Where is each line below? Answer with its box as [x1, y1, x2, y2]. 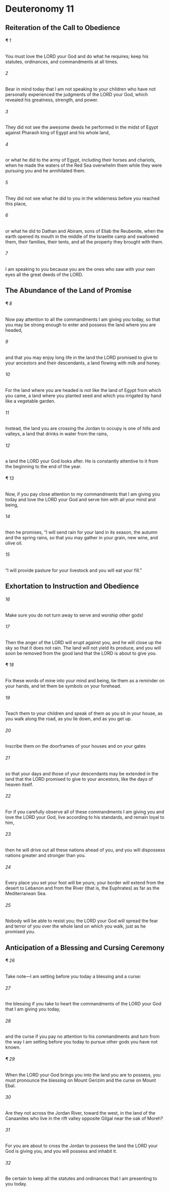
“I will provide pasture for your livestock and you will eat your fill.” [5, 567, 142, 573]
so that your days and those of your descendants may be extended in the [5, 771, 159, 777]
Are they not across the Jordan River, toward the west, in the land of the [5, 1110, 156, 1116]
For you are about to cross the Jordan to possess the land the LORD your [5, 1143, 158, 1149]
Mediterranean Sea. [5, 891, 47, 897]
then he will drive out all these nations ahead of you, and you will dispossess [5, 847, 165, 853]
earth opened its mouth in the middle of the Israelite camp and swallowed [5, 233, 159, 239]
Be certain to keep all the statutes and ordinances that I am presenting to [5, 1175, 157, 1182]
